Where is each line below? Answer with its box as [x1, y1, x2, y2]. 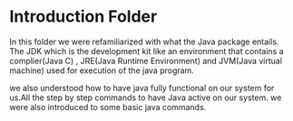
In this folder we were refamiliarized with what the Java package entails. [9, 36, 279, 47]
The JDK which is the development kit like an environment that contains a [9, 45, 284, 56]
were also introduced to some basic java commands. [9, 101, 207, 112]
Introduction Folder [9, 6, 158, 27]
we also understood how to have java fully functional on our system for [9, 82, 275, 93]
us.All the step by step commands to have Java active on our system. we [9, 92, 282, 103]
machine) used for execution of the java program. [9, 65, 195, 76]
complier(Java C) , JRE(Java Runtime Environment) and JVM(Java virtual [9, 55, 283, 66]
